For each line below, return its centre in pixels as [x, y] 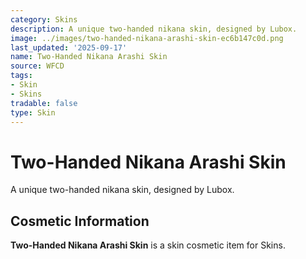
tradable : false [44, 103]
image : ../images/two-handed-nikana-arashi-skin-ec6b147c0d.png [147, 38]
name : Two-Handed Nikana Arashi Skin [89, 57]
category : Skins [44, 19]
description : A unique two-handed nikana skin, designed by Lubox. [154, 29]
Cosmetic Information [80, 221]
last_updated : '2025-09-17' [69, 47]
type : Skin [33, 112]
